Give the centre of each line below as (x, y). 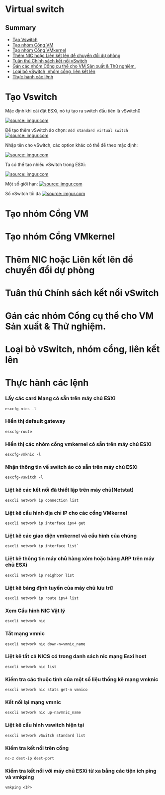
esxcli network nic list (31, 667)
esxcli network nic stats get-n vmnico (46, 690)
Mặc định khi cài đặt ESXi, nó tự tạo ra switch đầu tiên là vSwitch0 (73, 110)
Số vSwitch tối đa (23, 193)
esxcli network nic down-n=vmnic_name (45, 644)
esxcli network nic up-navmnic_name (43, 713)
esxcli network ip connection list (42, 500)
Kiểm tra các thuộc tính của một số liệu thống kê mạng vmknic (82, 679)
